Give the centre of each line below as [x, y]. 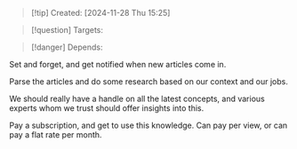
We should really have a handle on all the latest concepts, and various [137, 98]
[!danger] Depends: [67, 47]
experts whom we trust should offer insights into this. [107, 108]
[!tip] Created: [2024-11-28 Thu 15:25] [100, 13]
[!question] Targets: [67, 30]
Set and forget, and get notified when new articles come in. [118, 64]
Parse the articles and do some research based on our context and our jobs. [149, 82]
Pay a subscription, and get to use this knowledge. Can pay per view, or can [148, 125]
